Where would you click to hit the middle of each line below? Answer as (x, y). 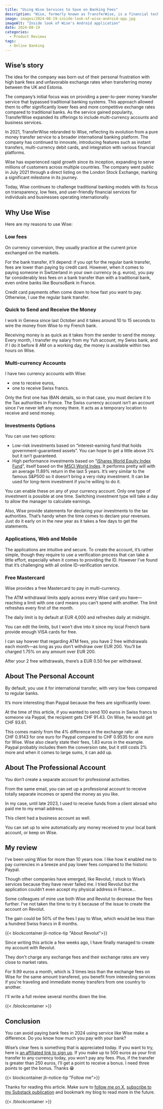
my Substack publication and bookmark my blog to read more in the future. (80, 1092)
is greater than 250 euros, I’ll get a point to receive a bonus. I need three (77, 1063)
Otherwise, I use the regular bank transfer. (47, 297)
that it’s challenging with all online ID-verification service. (62, 565)
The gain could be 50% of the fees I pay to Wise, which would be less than (80, 919)
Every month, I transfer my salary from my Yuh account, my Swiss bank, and (81, 340)
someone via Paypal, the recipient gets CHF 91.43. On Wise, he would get (79, 717)
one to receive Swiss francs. (41, 388)
